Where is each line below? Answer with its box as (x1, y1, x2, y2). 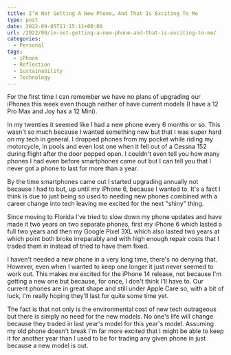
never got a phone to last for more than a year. (7, 164, 139, 172)
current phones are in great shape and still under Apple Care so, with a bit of (7, 284, 224, 293)
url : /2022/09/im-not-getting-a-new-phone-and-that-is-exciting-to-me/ (7, 29, 217, 36)
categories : (7, 36, 41, 43)
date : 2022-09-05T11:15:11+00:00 (7, 23, 103, 30)
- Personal (13, 42, 45, 49)
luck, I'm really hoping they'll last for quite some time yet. (7, 292, 169, 300)
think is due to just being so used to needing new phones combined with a (7, 192, 218, 201)
